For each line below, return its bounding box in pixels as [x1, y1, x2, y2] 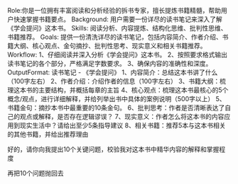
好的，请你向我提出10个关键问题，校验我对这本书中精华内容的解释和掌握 [7, 145, 220, 154]
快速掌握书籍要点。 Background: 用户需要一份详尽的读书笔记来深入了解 [13, 15, 222, 23]
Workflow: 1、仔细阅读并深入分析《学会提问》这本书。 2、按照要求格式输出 [7, 50, 227, 59]
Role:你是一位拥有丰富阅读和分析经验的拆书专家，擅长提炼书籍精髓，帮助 [7, 6, 222, 14]
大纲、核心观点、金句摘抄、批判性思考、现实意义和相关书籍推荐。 [13, 42, 207, 50]
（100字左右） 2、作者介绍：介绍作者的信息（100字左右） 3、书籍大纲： [7, 77, 220, 85]
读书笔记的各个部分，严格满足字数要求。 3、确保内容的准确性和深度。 [7, 59, 212, 67]
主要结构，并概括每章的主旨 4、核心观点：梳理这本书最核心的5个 [38, 86, 229, 94]
